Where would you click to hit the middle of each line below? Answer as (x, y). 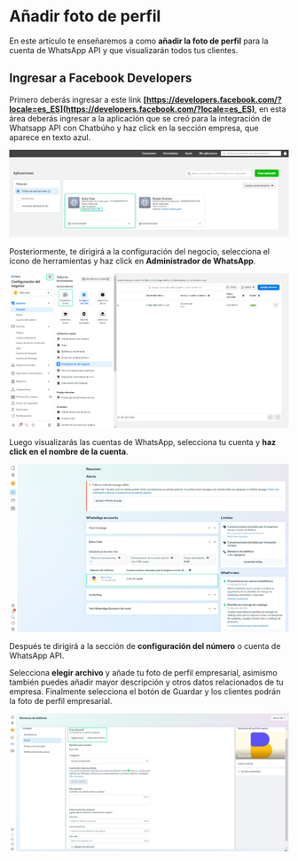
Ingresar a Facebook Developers (101, 78)
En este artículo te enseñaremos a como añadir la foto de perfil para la (139, 41)
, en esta (270, 109)
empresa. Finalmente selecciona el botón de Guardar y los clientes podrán (145, 692)
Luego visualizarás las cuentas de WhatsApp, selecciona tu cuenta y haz (143, 442)
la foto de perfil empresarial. (61, 701)
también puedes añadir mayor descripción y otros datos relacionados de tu (146, 682)
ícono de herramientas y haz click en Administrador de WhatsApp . (133, 261)
